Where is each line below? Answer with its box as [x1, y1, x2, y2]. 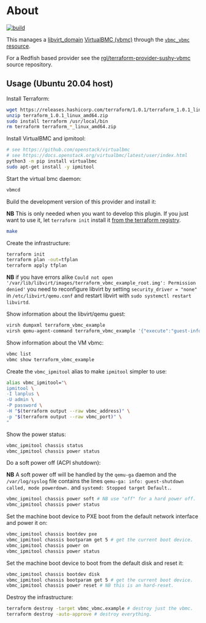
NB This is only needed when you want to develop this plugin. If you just [6, 210, 189, 217]
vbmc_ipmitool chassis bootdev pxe [6, 531, 97, 537]
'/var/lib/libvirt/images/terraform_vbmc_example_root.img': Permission [6, 280, 196, 286]
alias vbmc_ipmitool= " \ [6, 380, 67, 386]
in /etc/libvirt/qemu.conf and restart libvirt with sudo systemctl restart [6, 292, 192, 299]
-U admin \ [6, 397, 34, 403]
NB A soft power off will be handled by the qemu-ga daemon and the [6, 471, 177, 478]
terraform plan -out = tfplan [6, 257, 78, 263]
